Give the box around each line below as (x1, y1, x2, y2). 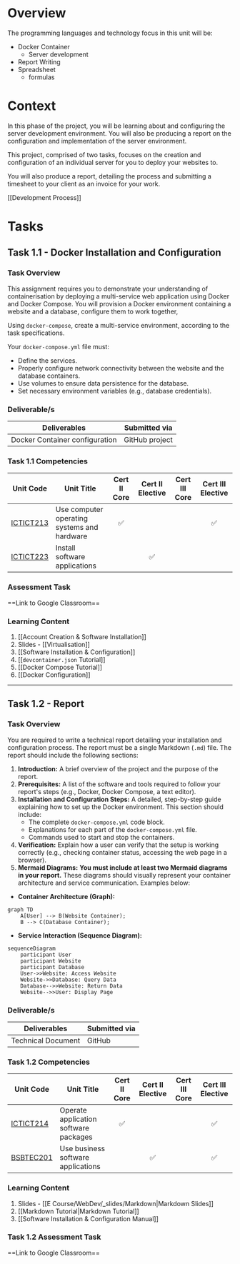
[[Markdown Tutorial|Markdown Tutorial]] (17, 1207, 139, 1215)
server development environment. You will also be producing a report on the (7, 129, 232, 137)
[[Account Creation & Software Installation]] (17, 632, 146, 641)
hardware (55, 531, 88, 541)
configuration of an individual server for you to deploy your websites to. (7, 158, 219, 166)
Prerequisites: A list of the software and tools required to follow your (17, 780, 221, 788)
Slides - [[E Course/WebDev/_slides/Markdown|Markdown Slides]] (17, 1199, 214, 1208)
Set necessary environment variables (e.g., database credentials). (17, 386, 212, 395)
